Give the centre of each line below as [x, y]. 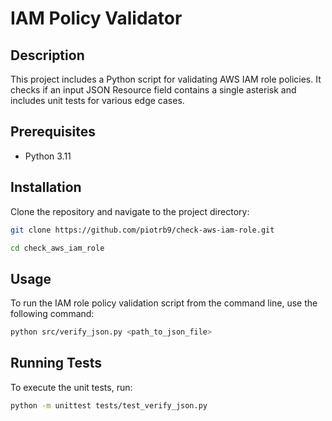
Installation [46, 187]
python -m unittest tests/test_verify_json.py [109, 405]
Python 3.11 [48, 156]
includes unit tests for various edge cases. [97, 100]
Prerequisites [53, 132]
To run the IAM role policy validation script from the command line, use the [164, 303]
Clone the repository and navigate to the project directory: [130, 211]
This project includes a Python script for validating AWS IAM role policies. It [166, 79]
